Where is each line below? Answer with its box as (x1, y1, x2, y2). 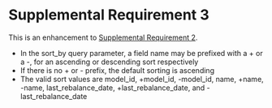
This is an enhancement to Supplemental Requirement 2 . (8, 32, 198, 42)
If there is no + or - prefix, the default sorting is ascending (19, 65, 215, 75)
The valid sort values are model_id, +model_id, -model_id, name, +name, (19, 74, 264, 84)
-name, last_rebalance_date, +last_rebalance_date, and (19, 83, 205, 93)
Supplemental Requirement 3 (8, 6, 209, 24)
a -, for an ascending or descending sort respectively (19, 57, 199, 67)
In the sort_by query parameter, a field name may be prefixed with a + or (19, 48, 263, 58)
